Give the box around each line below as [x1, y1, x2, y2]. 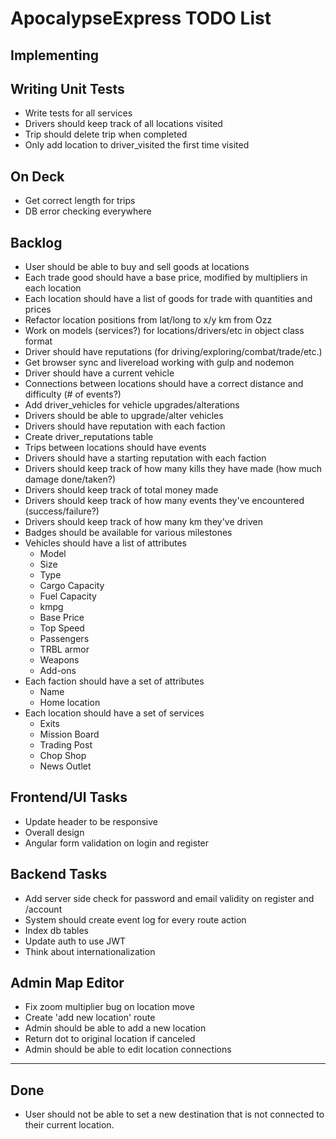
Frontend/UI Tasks [10, 789, 128, 806]
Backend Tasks [10, 866, 108, 883]
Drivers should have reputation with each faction [24, 420, 226, 432]
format [24, 335, 53, 347]
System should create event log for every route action [24, 913, 247, 926]
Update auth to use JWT [24, 935, 127, 947]
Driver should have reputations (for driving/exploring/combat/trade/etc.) [24, 346, 323, 358]
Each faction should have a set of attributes [24, 675, 205, 687]
